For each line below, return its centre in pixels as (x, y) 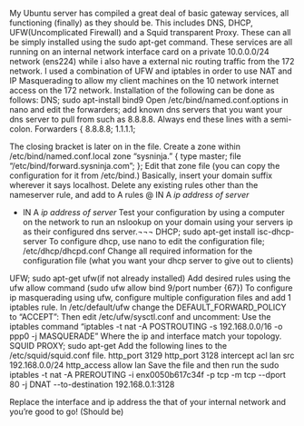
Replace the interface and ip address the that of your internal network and (148, 402)
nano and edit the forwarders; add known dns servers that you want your (146, 109)
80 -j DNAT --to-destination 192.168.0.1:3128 (92, 384)
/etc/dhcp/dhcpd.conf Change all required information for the (137, 251)
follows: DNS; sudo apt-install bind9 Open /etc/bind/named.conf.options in (149, 100)
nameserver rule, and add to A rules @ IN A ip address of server (129, 195)
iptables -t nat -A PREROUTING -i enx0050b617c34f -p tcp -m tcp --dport (147, 375)
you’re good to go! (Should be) (67, 411)
